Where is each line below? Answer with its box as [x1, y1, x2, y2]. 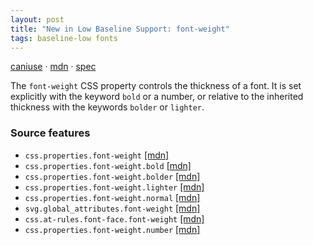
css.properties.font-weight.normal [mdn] [24, 191, 201, 203]
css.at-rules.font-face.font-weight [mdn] [24, 212, 205, 225]
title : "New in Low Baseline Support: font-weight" [10, 24, 230, 34]
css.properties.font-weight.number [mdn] [24, 223, 201, 235]
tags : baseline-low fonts [10, 33, 118, 43]
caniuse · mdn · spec [10, 61, 97, 73]
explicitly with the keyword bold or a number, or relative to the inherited [10, 91, 304, 103]
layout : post [10, 14, 65, 25]
